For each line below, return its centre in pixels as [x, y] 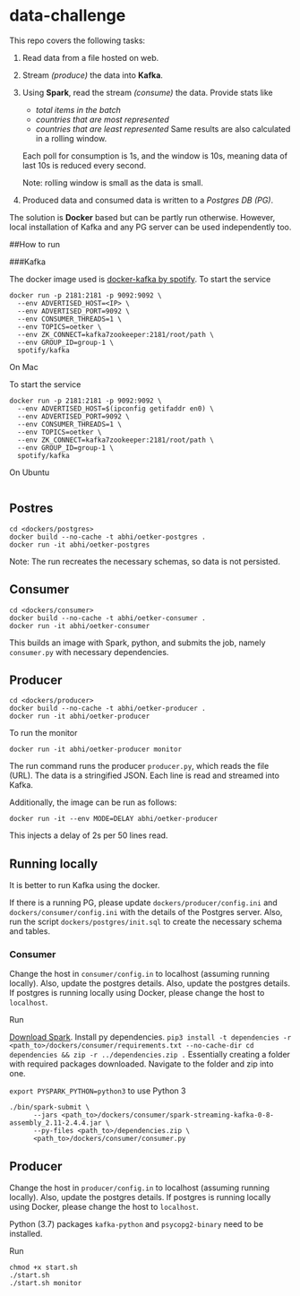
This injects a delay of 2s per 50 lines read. [89, 835]
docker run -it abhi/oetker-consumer [80, 626]
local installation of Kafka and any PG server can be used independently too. [150, 227]
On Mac [24, 367]
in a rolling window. [71, 138]
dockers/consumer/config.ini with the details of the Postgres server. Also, [146, 912]
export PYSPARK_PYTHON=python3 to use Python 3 [98, 1091]
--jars [45, 1115]
